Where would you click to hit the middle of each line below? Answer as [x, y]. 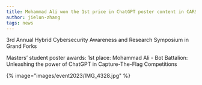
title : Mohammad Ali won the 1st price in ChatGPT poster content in [95, 12]
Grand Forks [22, 46]
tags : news [20, 23]
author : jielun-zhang [33, 17]
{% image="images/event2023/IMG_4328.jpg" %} [69, 76]
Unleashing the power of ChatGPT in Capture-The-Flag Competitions [92, 64]
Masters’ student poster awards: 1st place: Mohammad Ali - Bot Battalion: [97, 58]
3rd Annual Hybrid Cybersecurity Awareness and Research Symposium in [98, 40]
